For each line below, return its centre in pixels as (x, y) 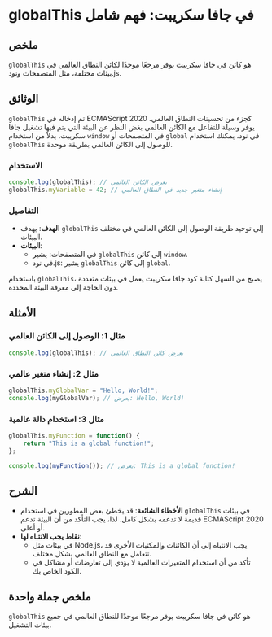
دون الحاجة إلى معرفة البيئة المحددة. (64, 287)
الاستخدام (26, 165)
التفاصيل (24, 211)
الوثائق (24, 99)
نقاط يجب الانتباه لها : (51, 537)
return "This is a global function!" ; (89, 443)
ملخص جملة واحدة (50, 597)
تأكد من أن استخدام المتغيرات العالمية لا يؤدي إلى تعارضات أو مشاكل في (141, 562)
